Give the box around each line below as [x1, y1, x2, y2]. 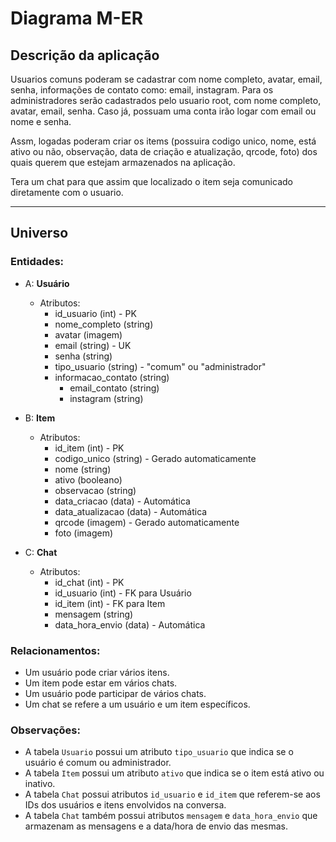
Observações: [10, 723, 81, 737]
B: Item [24, 412, 56, 424]
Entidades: [10, 255, 65, 269]
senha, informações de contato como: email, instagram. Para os [10, 84, 274, 96]
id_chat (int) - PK [54, 576, 125, 588]
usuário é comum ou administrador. [24, 757, 172, 769]
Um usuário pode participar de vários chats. [24, 687, 207, 699]
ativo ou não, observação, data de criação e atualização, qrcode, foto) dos [10, 146, 318, 157]
